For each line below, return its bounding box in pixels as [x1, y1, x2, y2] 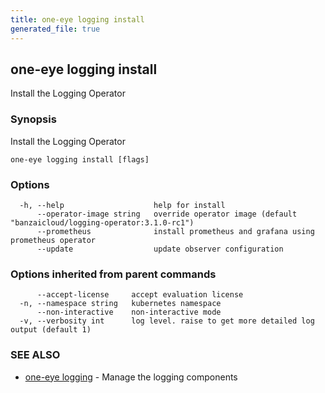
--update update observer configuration [36, 244, 284, 254]
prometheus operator [10, 235, 97, 245]
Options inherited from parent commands [10, 267, 217, 281]
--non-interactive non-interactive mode [36, 307, 222, 318]
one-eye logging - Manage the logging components [24, 371, 238, 383]
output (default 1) [10, 325, 92, 335]
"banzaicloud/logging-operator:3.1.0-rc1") [10, 217, 195, 228]
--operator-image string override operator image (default [36, 209, 298, 219]
